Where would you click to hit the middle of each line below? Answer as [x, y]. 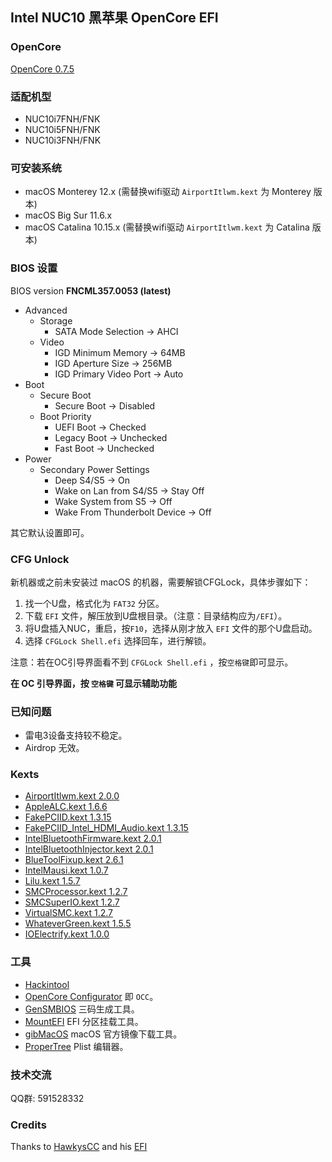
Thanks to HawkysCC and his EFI [79, 1147]
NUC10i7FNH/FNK [62, 119]
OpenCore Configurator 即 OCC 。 [91, 996]
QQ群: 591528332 [47, 1099]
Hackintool [47, 984]
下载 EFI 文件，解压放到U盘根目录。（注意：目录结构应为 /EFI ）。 [156, 615]
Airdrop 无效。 [54, 748]
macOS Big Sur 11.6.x [68, 215]
